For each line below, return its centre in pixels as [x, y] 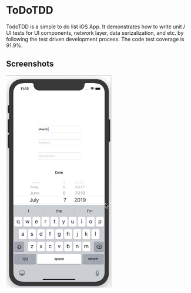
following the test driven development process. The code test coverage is [95, 39]
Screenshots [30, 64]
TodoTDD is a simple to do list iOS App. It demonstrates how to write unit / [96, 27]
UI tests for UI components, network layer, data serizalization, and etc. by [95, 32]
